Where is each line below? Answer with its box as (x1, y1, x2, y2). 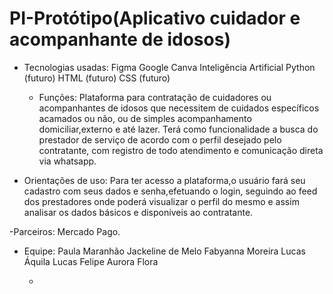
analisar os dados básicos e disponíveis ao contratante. (23, 206, 254, 218)
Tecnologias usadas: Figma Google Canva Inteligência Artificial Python (23, 61, 316, 73)
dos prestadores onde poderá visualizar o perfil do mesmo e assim (23, 195, 300, 207)
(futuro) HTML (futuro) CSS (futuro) (23, 72, 171, 84)
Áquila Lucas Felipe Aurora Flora (23, 255, 159, 267)
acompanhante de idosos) (9, 28, 231, 51)
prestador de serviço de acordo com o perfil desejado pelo (38, 133, 282, 146)
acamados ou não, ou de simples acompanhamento (38, 112, 252, 124)
